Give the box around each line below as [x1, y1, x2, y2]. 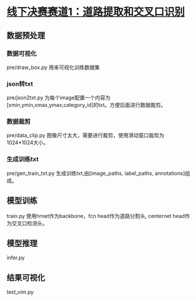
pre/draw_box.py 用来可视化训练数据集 [6, 64, 100, 71]
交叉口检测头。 [11, 220, 48, 227]
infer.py [6, 254, 25, 261]
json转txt [6, 79, 33, 88]
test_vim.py [6, 289, 34, 296]
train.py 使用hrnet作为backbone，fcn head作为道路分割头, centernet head [6, 212, 185, 219]
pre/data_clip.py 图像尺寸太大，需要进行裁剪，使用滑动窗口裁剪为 [6, 132, 164, 139]
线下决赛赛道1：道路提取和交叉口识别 [6, 5, 185, 19]
